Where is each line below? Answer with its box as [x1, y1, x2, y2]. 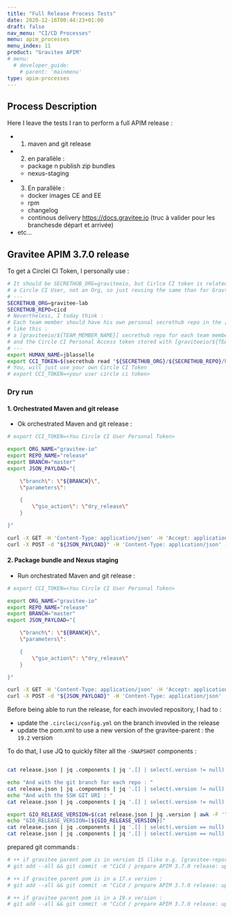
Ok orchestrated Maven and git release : [17, 419, 132, 428]
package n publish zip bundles [27, 162, 116, 170]
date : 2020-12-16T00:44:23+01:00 [7, 17, 104, 24]
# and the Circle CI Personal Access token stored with [7, 338, 172, 345]
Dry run [7, 387, 33, 397]
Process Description [7, 100, 97, 112]
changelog [27, 206, 59, 215]
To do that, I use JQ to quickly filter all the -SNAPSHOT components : [7, 747, 197, 756]
